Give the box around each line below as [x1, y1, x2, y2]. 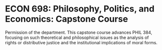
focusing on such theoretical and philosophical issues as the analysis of [5, 35, 149, 40]
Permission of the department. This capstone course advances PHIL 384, [5, 29, 152, 35]
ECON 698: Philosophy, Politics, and [5, 3, 155, 14]
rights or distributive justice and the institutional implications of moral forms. [5, 39, 158, 45]
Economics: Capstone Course [5, 13, 128, 25]
